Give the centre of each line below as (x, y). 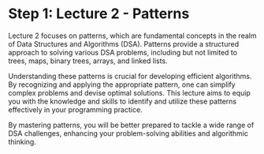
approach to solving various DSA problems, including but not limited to (123, 52)
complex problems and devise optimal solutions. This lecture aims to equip (129, 92)
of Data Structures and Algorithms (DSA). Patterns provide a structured (123, 43)
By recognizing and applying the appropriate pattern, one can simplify (122, 85)
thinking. (22, 141)
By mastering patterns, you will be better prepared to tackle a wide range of (131, 125)
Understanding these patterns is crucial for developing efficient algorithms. (130, 76)
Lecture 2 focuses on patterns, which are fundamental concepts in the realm (132, 36)
